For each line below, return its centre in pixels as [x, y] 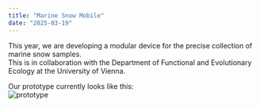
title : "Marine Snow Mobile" [56, 15]
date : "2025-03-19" [40, 23]
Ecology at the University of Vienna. [67, 71]
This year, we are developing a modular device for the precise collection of [130, 45]
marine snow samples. [45, 54]
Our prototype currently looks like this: [71, 86]
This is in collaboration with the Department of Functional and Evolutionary [130, 62]
